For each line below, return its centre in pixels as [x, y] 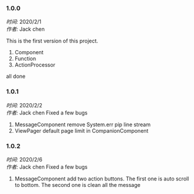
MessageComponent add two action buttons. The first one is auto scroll [102, 179]
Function [25, 59]
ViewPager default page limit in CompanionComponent [81, 130]
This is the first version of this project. [52, 41]
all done [16, 76]
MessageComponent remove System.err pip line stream [83, 124]
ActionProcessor [35, 65]
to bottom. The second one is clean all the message [77, 185]
